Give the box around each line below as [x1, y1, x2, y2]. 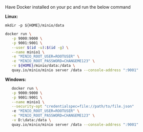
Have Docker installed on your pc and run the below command [5, 4, 131, 10]
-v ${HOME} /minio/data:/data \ [11, 63, 76, 68]
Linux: [5, 14, 18, 19]
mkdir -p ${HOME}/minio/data [5, 23, 64, 28]
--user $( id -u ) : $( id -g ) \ [11, 45, 69, 50]
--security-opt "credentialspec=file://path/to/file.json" [11, 104, 134, 109]
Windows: [5, 76, 26, 82]
